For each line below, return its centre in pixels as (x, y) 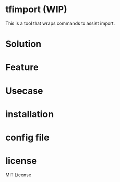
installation (30, 114)
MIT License (18, 175)
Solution (23, 44)
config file (27, 137)
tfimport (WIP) (36, 9)
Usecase (24, 91)
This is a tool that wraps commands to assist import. (60, 23)
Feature (22, 68)
